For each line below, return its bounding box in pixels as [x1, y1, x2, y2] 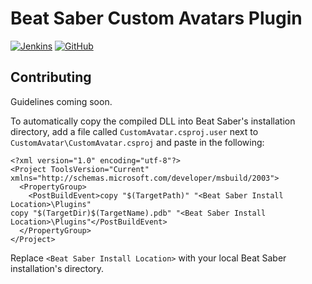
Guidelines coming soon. [10, 95, 113, 107]
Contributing [10, 69, 92, 86]
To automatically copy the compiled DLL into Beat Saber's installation [10, 115, 296, 127]
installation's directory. [10, 262, 105, 274]
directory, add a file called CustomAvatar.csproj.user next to [10, 125, 259, 137]
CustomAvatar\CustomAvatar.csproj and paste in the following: [10, 136, 265, 148]
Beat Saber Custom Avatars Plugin [10, 7, 303, 30]
